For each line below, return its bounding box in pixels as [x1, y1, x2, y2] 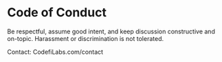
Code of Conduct [7, 5, 107, 20]
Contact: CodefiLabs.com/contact [7, 48, 104, 56]
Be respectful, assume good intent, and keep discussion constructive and [7, 27, 215, 35]
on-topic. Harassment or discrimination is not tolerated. [7, 34, 164, 42]
